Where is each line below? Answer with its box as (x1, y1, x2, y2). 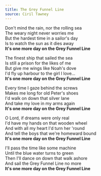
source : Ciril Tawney (5, 12, 49, 16)
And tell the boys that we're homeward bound (5, 130, 97, 136)
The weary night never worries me (5, 30, 74, 36)
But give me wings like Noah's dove (5, 65, 77, 71)
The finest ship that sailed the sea (5, 55, 73, 61)
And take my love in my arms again (5, 100, 75, 106)
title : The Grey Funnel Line (5, 7, 64, 12)
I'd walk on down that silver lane (5, 95, 69, 101)
